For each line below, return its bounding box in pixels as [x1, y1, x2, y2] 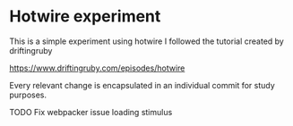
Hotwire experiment [9, 6, 161, 27]
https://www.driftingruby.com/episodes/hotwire [9, 63, 185, 73]
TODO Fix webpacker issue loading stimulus [9, 106, 173, 117]
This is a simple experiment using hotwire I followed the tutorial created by [9, 36, 284, 46]
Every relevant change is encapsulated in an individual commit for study [9, 80, 275, 90]
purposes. [9, 89, 47, 100]
